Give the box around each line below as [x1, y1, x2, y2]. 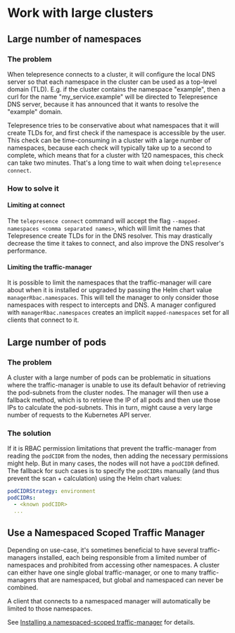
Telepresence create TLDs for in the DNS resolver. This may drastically [7, 232, 213, 240]
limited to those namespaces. [7, 604, 93, 613]
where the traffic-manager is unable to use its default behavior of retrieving [7, 380, 227, 389]
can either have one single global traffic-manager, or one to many [7, 568, 198, 577]
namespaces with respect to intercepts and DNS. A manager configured [7, 301, 217, 309]
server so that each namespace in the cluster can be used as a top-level [7, 77, 217, 86]
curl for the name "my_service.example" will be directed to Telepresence [7, 92, 218, 101]
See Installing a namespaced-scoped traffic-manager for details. [7, 618, 196, 626]
